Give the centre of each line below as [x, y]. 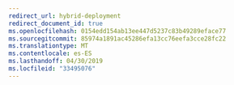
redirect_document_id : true [56, 23]
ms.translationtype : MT [49, 46]
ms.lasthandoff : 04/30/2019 [56, 62]
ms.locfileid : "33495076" [52, 69]
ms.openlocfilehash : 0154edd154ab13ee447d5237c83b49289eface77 [117, 31]
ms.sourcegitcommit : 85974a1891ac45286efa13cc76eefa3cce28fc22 [117, 38]
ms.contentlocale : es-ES [50, 53]
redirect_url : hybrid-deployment [65, 16]
